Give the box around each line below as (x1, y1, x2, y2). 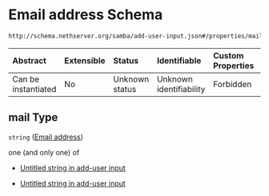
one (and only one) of (8, 147, 80, 157)
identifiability (156, 83, 206, 94)
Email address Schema (8, 6, 163, 24)
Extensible (63, 54, 106, 66)
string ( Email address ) (8, 132, 84, 142)
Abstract (12, 54, 46, 66)
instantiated (12, 83, 57, 94)
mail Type (8, 110, 58, 125)
